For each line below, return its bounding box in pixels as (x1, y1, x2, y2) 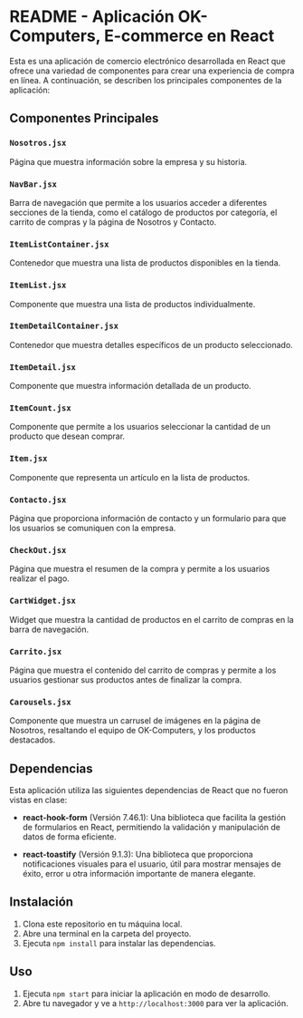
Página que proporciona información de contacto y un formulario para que (9, 513, 287, 523)
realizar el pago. (9, 573, 70, 584)
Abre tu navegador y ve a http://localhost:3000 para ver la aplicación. (22, 997, 289, 1008)
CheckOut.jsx (9, 545, 67, 555)
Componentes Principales (9, 111, 159, 126)
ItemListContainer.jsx (9, 238, 109, 249)
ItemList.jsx (9, 280, 67, 291)
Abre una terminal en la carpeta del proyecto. (22, 927, 192, 939)
